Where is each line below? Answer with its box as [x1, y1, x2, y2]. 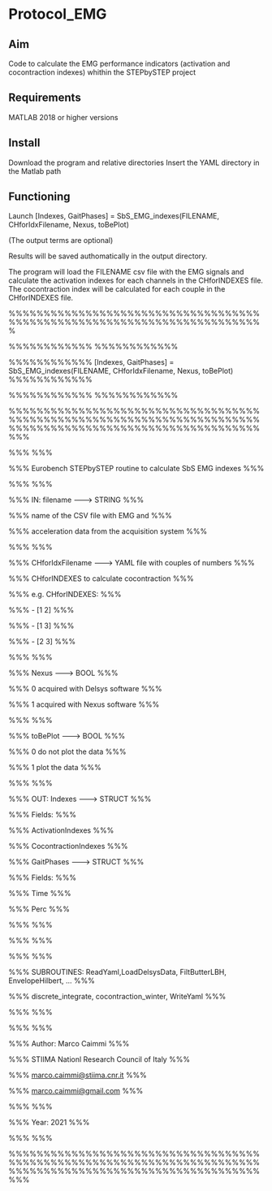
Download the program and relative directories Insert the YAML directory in [8, 158, 260, 167]
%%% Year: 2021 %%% [8, 1118, 90, 1128]
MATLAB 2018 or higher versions [8, 112, 119, 122]
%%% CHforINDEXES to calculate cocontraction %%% [8, 574, 194, 583]
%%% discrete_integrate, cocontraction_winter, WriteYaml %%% [8, 992, 227, 1002]
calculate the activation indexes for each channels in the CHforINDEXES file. [8, 275, 264, 285]
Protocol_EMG [8, 5, 107, 24]
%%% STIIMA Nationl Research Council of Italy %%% [8, 1055, 191, 1064]
